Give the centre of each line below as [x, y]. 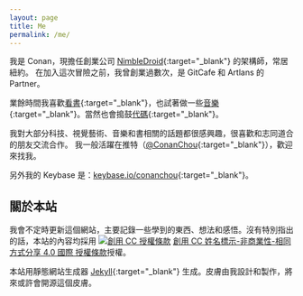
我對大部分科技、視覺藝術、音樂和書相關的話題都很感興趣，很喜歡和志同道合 [151, 134]
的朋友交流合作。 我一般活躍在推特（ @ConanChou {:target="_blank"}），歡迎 [151, 144]
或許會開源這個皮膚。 [56, 283]
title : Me [28, 26]
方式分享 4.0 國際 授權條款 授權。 [70, 253]
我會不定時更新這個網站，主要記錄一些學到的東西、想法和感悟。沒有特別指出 [151, 230]
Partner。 [27, 84]
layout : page [34, 18]
